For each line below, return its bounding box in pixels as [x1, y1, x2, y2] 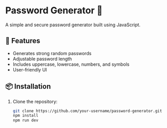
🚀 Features [5, 36, 40, 45]
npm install [12, 113, 38, 118]
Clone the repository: [12, 98, 58, 104]
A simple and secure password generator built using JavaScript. [5, 22, 141, 28]
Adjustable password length [12, 56, 72, 62]
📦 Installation [5, 82, 51, 91]
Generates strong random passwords [12, 50, 92, 56]
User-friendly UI [12, 66, 47, 72]
